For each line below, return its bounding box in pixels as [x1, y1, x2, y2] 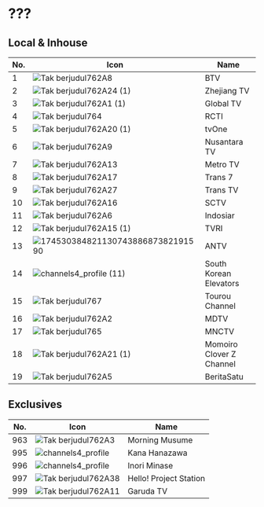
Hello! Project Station [127, 472, 206, 483]
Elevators [204, 278, 240, 288]
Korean [204, 268, 232, 279]
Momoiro [204, 339, 238, 350]
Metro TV [204, 159, 240, 170]
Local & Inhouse [8, 36, 88, 50]
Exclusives [8, 398, 63, 411]
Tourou [204, 291, 232, 301]
